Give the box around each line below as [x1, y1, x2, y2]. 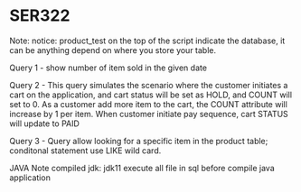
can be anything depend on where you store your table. [9, 44, 217, 55]
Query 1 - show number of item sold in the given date [9, 62, 208, 73]
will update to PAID [9, 118, 80, 129]
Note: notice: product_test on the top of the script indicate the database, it [9, 35, 286, 46]
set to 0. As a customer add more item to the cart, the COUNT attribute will [9, 98, 287, 109]
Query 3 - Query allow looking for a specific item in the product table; [9, 135, 268, 146]
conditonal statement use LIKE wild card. [9, 145, 162, 156]
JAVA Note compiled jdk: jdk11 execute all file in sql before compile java [9, 162, 276, 173]
